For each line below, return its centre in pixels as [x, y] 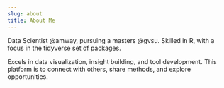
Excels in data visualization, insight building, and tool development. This [112, 61]
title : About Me [31, 20]
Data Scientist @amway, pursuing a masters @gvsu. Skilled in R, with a [111, 40]
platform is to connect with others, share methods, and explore [99, 69]
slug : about [25, 14]
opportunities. [28, 76]
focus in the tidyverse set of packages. [65, 48]
